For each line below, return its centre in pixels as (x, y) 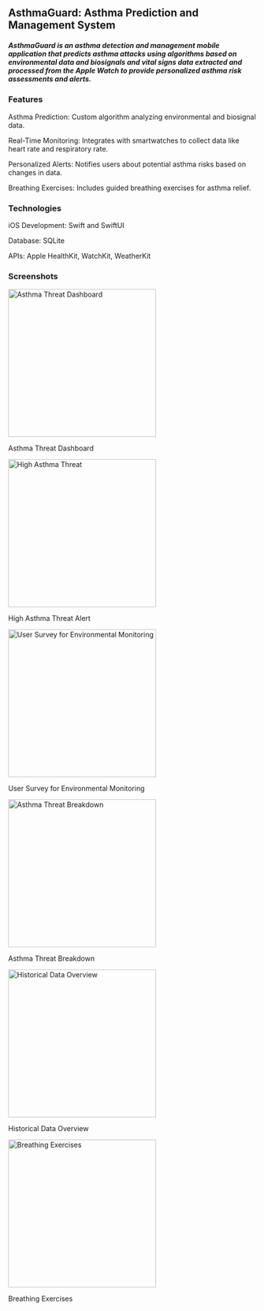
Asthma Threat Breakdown (52, 958)
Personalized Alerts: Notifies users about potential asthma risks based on (127, 164)
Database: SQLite (37, 241)
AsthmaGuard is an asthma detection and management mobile (114, 45)
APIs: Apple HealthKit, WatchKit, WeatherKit (80, 256)
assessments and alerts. (50, 79)
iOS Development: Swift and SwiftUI (66, 226)
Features (26, 99)
